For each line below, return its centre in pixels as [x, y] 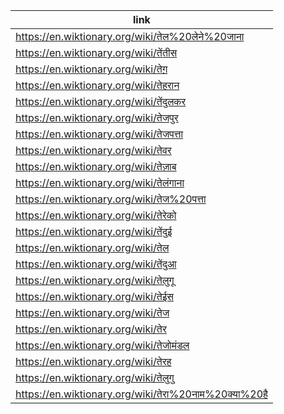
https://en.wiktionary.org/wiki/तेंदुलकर [101, 101]
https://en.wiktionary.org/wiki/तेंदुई [94, 231]
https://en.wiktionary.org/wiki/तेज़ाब [96, 166]
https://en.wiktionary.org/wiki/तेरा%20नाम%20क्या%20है [141, 394]
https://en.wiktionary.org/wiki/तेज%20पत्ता [111, 199]
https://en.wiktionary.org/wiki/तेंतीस [96, 52]
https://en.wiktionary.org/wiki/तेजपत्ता [99, 134]
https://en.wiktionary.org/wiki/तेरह [93, 361]
